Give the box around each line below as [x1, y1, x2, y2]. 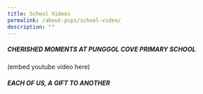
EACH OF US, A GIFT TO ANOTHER [7, 79, 111, 87]
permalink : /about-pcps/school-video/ [7, 17, 121, 24]
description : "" [7, 23, 55, 30]
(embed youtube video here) [7, 62, 90, 71]
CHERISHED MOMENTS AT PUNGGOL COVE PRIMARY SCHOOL [7, 45, 196, 53]
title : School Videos [7, 10, 71, 18]
